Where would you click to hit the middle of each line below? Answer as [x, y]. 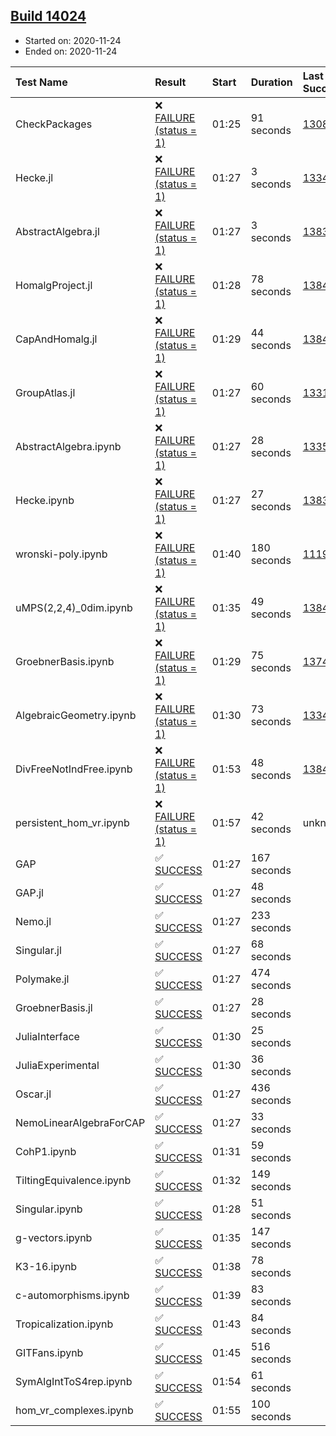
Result [170, 82]
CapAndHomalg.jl [56, 339]
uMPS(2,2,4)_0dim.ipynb [74, 607]
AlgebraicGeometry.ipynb [76, 715]
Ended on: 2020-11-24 [71, 51]
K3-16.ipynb [46, 1266]
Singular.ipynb [49, 1209]
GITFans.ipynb [49, 1352]
